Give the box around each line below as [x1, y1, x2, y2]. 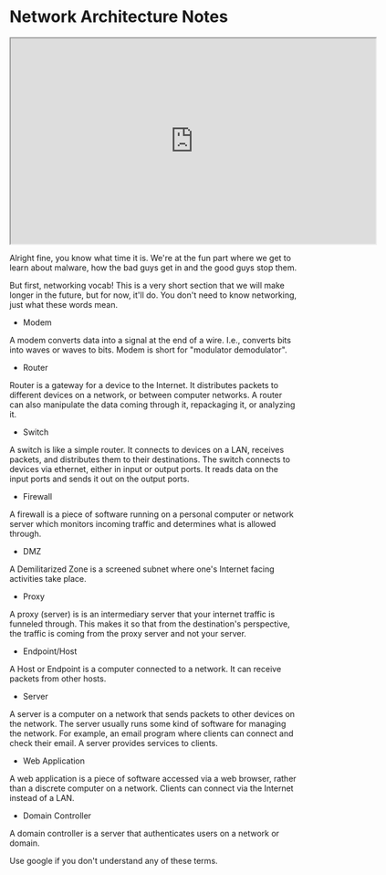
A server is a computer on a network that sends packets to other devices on [9, 708, 295, 719]
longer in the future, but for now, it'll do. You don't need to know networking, [9, 290, 297, 300]
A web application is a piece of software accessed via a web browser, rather [9, 773, 297, 784]
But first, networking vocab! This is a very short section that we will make [9, 279, 285, 290]
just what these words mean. [9, 299, 119, 310]
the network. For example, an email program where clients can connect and [9, 728, 294, 739]
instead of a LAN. [9, 792, 75, 803]
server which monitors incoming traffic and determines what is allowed [9, 518, 276, 529]
